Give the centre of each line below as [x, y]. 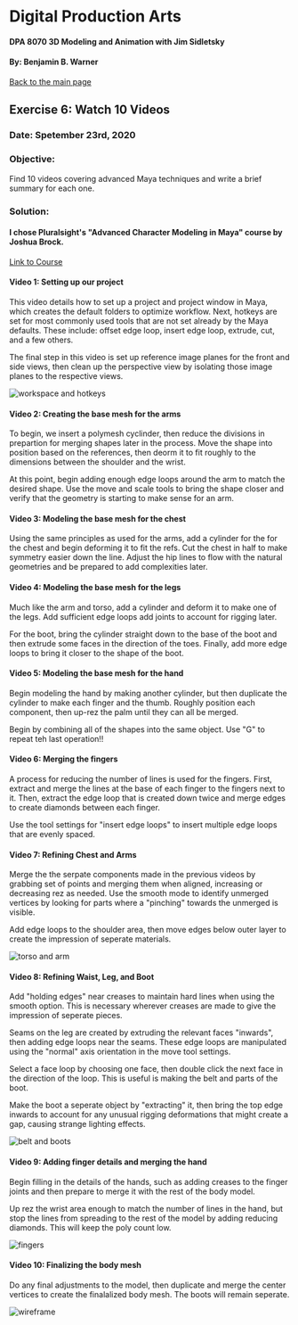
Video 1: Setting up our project [67, 282]
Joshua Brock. [36, 242]
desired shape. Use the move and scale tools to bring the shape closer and [147, 489]
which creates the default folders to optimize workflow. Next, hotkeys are [143, 311]
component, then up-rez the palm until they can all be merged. [124, 712]
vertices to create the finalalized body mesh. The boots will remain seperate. [149, 1294]
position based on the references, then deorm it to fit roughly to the [133, 453]
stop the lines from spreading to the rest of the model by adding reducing [144, 1218]
